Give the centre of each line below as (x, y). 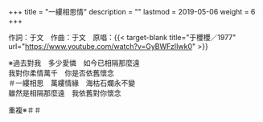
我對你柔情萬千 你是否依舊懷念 (61, 73)
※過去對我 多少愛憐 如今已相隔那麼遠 (74, 63)
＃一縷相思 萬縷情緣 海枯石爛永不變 (72, 83)
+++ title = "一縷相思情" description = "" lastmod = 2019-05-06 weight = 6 (132, 12)
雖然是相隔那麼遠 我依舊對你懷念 (65, 93)
